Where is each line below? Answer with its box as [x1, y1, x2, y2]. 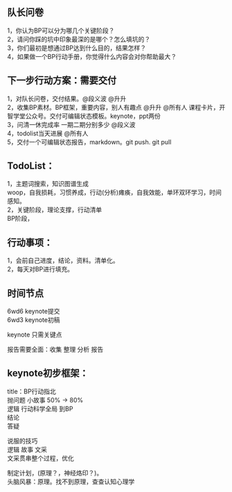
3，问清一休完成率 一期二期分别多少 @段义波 [7, 120, 136, 128]
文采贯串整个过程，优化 [7, 454, 74, 462]
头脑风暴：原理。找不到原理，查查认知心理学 [7, 477, 135, 486]
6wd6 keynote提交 [7, 307, 60, 316]
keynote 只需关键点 [7, 330, 62, 339]
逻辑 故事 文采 [7, 445, 47, 453]
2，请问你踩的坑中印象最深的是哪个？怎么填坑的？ [7, 35, 151, 43]
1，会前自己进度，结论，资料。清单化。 [7, 256, 119, 265]
